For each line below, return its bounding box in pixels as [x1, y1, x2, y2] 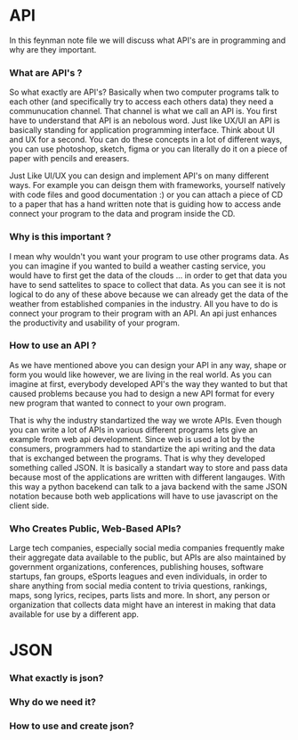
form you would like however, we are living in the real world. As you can [9, 369, 272, 380]
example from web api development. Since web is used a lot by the [9, 433, 255, 444]
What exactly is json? [9, 672, 104, 685]
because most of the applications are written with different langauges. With [9, 472, 286, 482]
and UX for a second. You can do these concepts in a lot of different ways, [9, 135, 283, 145]
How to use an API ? [9, 340, 97, 352]
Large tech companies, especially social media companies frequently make [9, 543, 286, 554]
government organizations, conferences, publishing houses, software [9, 562, 264, 572]
